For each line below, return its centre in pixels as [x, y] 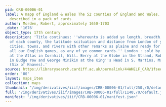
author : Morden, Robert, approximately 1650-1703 [57, 23]
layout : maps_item [24, 78]
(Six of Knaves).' [29, 65]
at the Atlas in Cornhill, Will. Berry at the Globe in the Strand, [82, 55]
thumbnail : [16, 88]
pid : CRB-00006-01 [24, 10]
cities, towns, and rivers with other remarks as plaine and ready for [85, 46]
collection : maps [23, 83]
